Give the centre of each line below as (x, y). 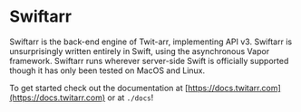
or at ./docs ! (131, 98)
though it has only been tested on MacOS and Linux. (107, 70)
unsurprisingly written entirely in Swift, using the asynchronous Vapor (140, 51)
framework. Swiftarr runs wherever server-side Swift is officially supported (149, 61)
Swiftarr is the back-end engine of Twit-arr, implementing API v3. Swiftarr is (151, 42)
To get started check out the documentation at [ (99, 88)
